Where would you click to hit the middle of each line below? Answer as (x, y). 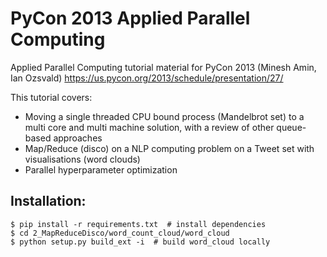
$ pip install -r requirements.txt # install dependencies (138, 224)
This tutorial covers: (51, 97)
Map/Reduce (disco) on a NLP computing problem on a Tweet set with (169, 148)
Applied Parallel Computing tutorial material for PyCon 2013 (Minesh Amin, (163, 67)
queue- (291, 127)
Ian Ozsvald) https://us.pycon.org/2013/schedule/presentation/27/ (147, 78)
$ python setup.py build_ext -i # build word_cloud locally (140, 242)
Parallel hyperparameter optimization (101, 169)
